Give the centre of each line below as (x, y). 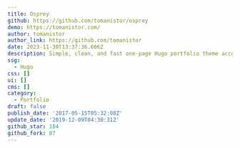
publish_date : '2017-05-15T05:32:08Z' (65, 113)
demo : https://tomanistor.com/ (54, 27)
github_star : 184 (33, 126)
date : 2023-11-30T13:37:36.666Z (55, 47)
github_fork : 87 (31, 133)
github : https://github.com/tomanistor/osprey (78, 21)
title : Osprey (29, 14)
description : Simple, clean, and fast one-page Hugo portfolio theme (113, 54)
